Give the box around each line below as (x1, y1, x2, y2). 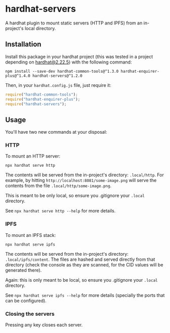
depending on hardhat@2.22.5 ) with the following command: (5, 59, 132, 65)
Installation (5, 40, 41, 49)
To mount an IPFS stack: (5, 232, 56, 238)
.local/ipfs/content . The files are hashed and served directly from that (5, 256, 155, 262)
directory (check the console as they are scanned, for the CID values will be (5, 261, 163, 267)
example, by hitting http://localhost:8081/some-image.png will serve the (5, 177, 157, 184)
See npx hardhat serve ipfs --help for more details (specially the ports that (5, 292, 165, 298)
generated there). (5, 267, 42, 273)
